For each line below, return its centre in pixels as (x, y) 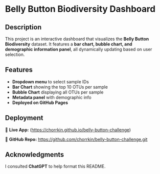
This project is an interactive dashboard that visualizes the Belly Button (77, 39)
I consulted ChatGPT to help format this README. (56, 166)
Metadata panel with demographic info (52, 97)
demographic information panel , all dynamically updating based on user (79, 49)
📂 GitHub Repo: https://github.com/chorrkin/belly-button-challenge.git (76, 139)
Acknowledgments (35, 155)
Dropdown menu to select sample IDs (50, 81)
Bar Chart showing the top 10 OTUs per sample (60, 87)
